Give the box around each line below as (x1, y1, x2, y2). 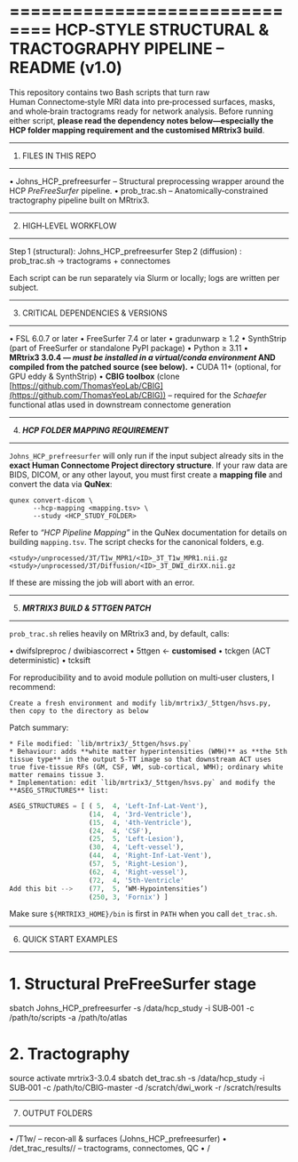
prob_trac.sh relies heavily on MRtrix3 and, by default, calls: (9, 628, 230, 638)
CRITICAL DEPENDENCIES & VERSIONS (21, 308, 168, 318)
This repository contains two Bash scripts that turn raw (9, 86, 210, 98)
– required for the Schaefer (168, 389, 267, 400)
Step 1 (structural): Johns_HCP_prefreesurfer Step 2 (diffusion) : (9, 245, 242, 256)
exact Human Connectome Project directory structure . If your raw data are (9, 460, 288, 470)
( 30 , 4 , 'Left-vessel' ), (88, 843, 184, 852)
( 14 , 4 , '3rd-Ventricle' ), (88, 810, 192, 819)
